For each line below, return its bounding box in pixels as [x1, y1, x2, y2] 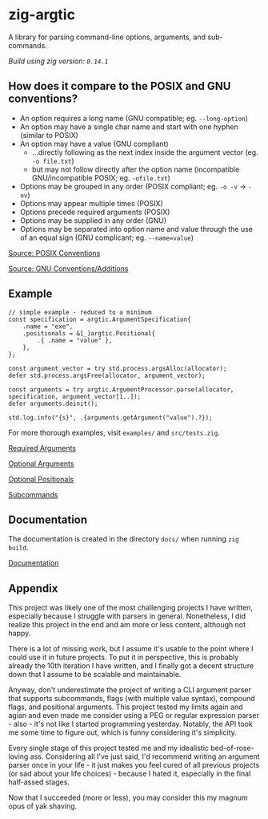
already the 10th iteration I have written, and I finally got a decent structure [8, 661, 254, 671]
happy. [8, 628, 31, 639]
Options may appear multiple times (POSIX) [19, 198, 164, 208]
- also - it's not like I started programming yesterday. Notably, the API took [8, 720, 254, 729]
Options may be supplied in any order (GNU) [19, 215, 167, 225]
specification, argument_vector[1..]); [8, 392, 142, 400]
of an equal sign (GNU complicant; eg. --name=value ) [19, 233, 194, 242]
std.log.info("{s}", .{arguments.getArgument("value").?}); [8, 413, 214, 422]
